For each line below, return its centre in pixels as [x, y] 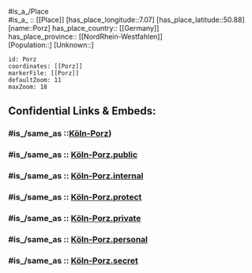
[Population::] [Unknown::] [51, 45]
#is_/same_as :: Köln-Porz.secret [73, 260]
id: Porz [23, 59]
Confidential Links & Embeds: [82, 111]
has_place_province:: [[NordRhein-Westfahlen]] [86, 36]
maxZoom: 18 [28, 87]
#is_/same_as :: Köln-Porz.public [73, 155]
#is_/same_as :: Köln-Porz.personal [78, 239]
